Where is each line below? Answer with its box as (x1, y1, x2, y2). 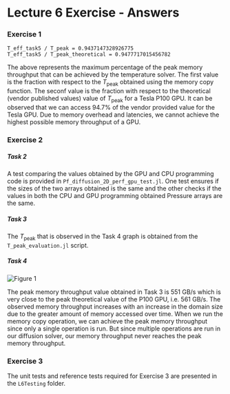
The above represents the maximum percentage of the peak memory (7, 63, 203, 72)
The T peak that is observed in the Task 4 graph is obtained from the (7, 232, 198, 242)
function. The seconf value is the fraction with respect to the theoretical (7, 87, 211, 95)
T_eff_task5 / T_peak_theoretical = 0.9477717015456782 (7, 51, 171, 58)
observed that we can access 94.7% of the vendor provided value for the (7, 104, 216, 112)
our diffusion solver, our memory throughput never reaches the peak (7, 331, 202, 339)
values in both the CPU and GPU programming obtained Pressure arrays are (7, 191, 223, 199)
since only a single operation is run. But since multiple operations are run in (7, 324, 221, 333)
